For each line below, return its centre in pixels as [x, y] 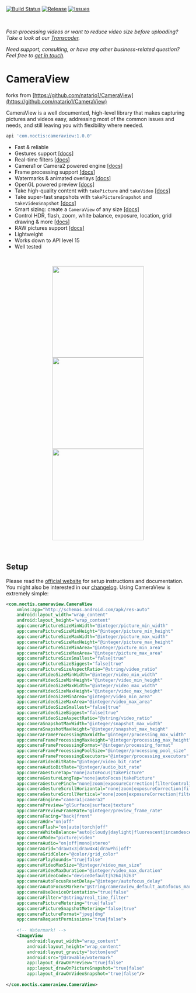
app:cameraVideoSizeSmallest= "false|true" [69, 708]
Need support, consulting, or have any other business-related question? [93, 49]
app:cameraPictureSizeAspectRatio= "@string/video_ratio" [87, 670]
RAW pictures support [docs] [49, 227]
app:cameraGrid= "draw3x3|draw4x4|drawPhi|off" [74, 849]
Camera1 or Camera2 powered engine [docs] [69, 165]
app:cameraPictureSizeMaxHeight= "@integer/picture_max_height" [95, 642]
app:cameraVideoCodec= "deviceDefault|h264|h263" [77, 876]
